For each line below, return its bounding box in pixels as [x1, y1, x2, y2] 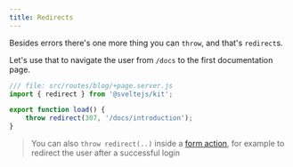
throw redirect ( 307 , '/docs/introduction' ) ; [25, 114, 193, 123]
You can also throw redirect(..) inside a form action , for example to [30, 139, 285, 148]
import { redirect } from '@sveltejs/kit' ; [9, 90, 174, 99]
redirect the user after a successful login [30, 147, 181, 158]
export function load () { [9, 106, 105, 115]
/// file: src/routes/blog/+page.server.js [9, 81, 174, 90]
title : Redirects [9, 12, 74, 22]
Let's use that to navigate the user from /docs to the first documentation [9, 54, 273, 65]
